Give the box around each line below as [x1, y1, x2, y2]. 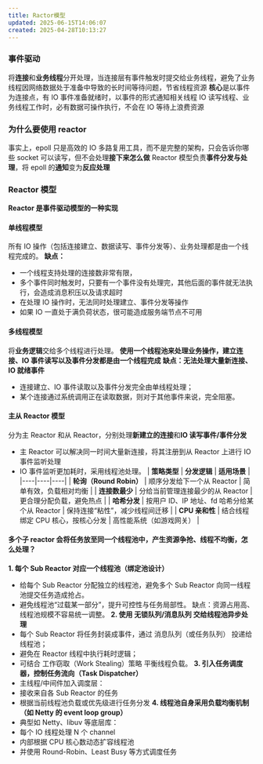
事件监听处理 [19, 457, 61, 466]
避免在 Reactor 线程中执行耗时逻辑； [19, 649, 139, 659]
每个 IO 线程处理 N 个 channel [19, 727, 116, 737]
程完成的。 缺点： [8, 252, 65, 261]
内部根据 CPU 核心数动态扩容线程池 [19, 737, 135, 747]
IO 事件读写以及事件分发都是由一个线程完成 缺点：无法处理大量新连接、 [21, 355, 252, 365]
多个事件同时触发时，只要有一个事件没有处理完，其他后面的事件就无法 [19, 278, 247, 287]
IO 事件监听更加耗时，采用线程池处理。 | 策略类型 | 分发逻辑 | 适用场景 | [19, 466, 250, 475]
